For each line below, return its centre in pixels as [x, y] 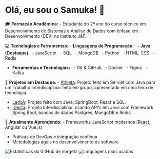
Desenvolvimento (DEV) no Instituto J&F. [46, 36]
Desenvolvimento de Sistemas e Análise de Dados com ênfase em [71, 31]
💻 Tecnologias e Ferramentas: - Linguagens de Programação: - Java [78, 45]
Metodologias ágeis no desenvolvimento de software [65, 142]
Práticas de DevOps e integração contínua [55, 136]
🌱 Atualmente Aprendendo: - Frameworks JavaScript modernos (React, [78, 122]
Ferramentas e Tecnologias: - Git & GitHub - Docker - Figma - [80, 68]
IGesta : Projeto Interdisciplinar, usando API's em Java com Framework [83, 107]
